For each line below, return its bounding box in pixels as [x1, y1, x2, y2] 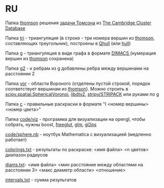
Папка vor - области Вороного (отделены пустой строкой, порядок [5, 80, 151, 86]
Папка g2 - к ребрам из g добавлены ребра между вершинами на [5, 65, 149, 71]
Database [5, 25, 25, 31]
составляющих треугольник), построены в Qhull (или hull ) [5, 40, 131, 46]
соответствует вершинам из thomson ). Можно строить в [5, 85, 128, 91]
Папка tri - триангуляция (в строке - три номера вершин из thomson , [5, 35, 155, 41]
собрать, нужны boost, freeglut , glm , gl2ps [5, 121, 96, 127]
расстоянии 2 [5, 70, 35, 76]
